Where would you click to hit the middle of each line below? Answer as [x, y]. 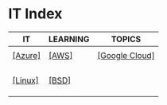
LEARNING [69, 39]
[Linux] [26, 80]
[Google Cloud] [126, 55]
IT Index [35, 14]
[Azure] [27, 55]
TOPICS [126, 39]
